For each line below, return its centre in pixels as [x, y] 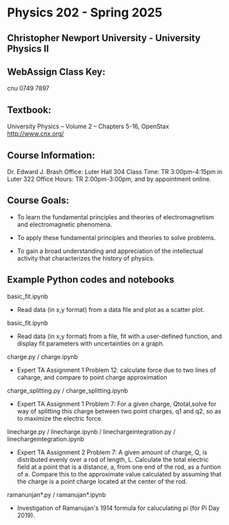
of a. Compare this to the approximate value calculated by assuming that [119, 474]
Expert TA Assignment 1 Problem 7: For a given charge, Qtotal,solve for [117, 404]
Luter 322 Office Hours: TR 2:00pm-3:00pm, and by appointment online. [109, 179]
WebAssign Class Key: [56, 72]
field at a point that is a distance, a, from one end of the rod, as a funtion [119, 467]
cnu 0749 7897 [28, 88]
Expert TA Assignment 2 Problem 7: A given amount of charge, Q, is [112, 452]
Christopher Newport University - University [104, 38]
